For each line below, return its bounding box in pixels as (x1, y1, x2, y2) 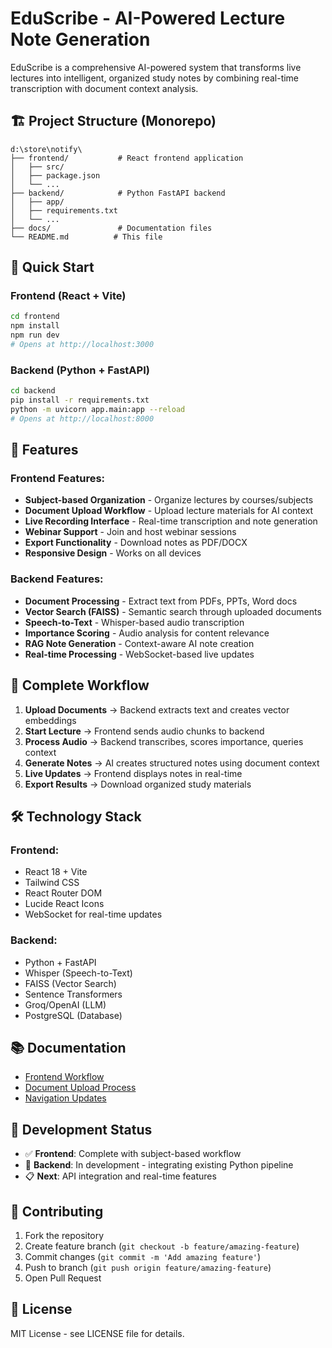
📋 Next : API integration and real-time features (24, 1170, 217, 1182)
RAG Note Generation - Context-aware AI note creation (24, 637, 255, 649)
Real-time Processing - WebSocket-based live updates (24, 648, 255, 660)
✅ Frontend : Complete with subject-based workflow (24, 1148, 242, 1160)
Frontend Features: (10, 472, 106, 486)
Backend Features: (10, 572, 104, 586)
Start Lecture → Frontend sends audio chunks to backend (24, 725, 265, 737)
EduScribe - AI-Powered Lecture (10, 7, 286, 30)
